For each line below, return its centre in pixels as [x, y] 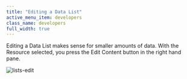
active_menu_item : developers [44, 17]
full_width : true [28, 29]
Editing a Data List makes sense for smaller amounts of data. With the [93, 46]
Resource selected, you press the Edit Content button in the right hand [94, 52]
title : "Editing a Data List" [44, 12]
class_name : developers [36, 23]
